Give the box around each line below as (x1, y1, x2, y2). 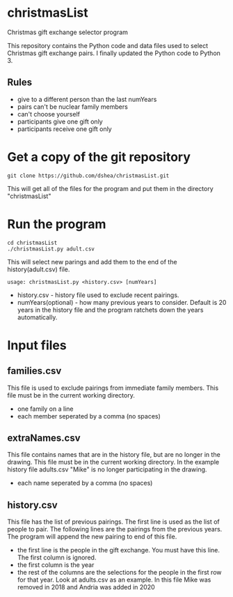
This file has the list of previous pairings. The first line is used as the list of (7, 517, 220, 526)
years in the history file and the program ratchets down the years (17, 305, 204, 314)
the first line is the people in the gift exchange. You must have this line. (17, 546, 220, 554)
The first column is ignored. (17, 553, 97, 562)
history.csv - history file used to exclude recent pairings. (17, 291, 179, 299)
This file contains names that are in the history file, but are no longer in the (7, 451, 220, 459)
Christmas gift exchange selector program (7, 28, 129, 36)
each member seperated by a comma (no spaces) (17, 411, 161, 420)
